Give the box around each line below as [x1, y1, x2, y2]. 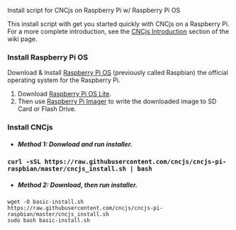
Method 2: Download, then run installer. [17, 180, 138, 189]
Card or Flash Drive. [17, 105, 77, 113]
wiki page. [7, 35, 38, 43]
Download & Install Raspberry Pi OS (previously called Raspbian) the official [7, 69, 228, 77]
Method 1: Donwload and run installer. [17, 139, 133, 148]
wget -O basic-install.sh [7, 198, 84, 206]
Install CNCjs [7, 122, 53, 132]
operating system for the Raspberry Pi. [7, 76, 120, 84]
